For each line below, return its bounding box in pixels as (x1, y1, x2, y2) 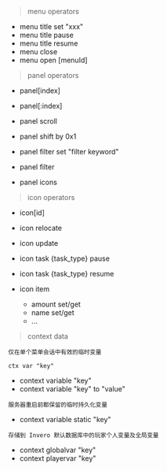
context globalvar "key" (19, 445, 96, 454)
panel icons (19, 177, 57, 187)
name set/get (31, 308, 74, 317)
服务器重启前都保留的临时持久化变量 (8, 401, 108, 409)
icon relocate (19, 224, 63, 232)
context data (27, 332, 69, 341)
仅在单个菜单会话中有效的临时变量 (8, 348, 102, 356)
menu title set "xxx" (19, 22, 84, 31)
